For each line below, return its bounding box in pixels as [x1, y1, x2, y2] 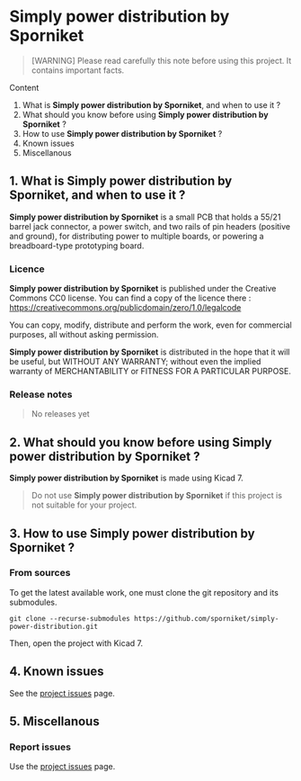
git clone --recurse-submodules [9, 614, 130, 623]
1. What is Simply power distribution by [9, 174, 233, 189]
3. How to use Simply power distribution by [9, 525, 255, 541]
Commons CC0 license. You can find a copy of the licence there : [9, 292, 252, 303]
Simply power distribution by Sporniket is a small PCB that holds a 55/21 [9, 211, 281, 222]
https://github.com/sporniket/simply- [133, 614, 279, 623]
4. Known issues [9, 664, 105, 679]
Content [9, 82, 40, 93]
